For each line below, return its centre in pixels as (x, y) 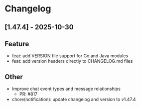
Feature (17, 44)
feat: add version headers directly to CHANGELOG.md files (72, 61)
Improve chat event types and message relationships (66, 89)
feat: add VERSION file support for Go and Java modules (70, 56)
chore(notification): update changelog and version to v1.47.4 (74, 100)
